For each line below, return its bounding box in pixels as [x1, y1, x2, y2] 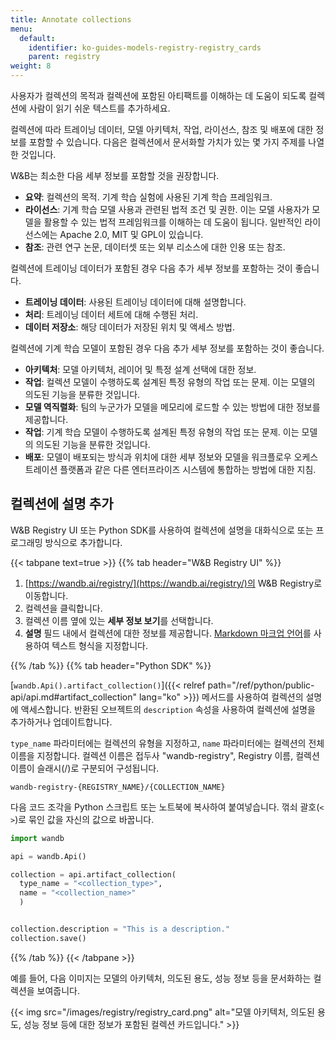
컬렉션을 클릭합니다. [24, 602, 103, 614]
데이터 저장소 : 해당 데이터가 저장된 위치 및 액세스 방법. [24, 321, 235, 333]
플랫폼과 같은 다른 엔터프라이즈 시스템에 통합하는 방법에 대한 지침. [59, 464, 317, 475]
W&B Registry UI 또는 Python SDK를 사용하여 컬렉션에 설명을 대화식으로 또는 [10, 524, 314, 536]
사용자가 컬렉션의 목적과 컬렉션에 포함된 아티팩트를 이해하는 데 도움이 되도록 [10, 90, 307, 101]
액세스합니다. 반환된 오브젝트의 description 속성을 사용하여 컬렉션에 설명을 [20, 703, 316, 715]
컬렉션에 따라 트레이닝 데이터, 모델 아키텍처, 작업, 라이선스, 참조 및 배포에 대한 [10, 124, 314, 135]
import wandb [10, 833, 65, 843]
